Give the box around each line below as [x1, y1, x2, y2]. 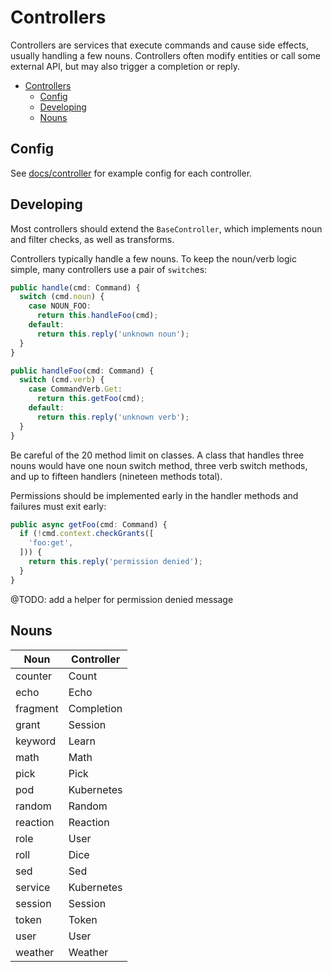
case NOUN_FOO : [28, 301, 92, 311]
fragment [15, 701, 59, 715]
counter [15, 669, 53, 683]
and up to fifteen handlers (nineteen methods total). [10, 470, 223, 482]
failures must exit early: [10, 500, 107, 512]
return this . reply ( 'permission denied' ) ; [28, 557, 203, 567]
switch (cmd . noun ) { [19, 292, 105, 302]
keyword [15, 734, 57, 748]
